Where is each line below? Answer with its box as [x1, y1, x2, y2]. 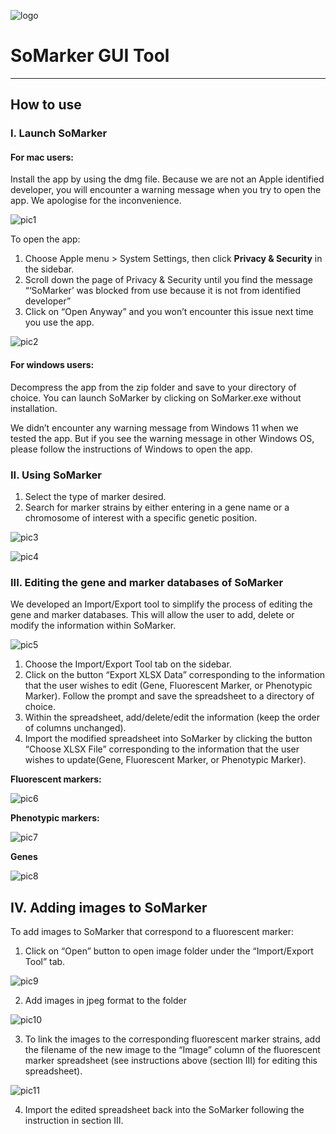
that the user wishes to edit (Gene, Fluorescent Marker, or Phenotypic [24, 680, 313, 692]
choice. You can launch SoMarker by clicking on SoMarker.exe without [10, 391, 302, 404]
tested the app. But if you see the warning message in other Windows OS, [10, 432, 315, 444]
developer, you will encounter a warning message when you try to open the [10, 184, 322, 196]
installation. [10, 402, 58, 414]
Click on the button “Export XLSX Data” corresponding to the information [24, 669, 326, 681]
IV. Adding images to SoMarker [10, 899, 208, 916]
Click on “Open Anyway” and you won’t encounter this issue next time [24, 306, 314, 318]
